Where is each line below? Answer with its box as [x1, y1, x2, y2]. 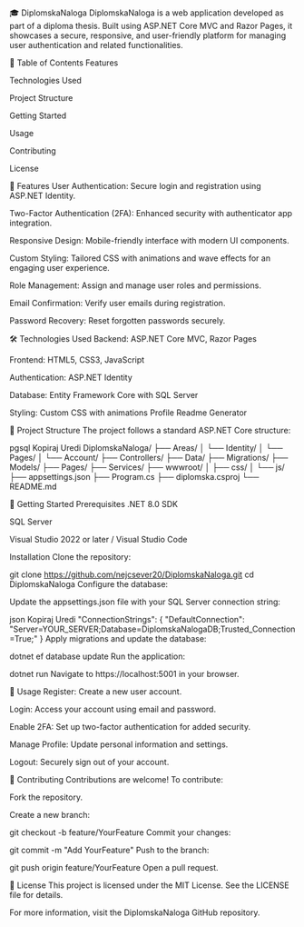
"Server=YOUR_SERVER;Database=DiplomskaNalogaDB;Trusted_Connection [9, 623, 296, 634]
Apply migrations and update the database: [44, 633, 207, 643]
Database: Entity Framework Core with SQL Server [9, 390, 199, 400]
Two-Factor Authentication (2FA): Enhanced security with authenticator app [9, 208, 293, 218]
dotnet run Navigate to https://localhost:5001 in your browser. [9, 669, 240, 679]
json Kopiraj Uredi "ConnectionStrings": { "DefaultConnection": [9, 614, 245, 624]
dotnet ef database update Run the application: [9, 651, 186, 662]
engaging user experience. [9, 263, 111, 273]
